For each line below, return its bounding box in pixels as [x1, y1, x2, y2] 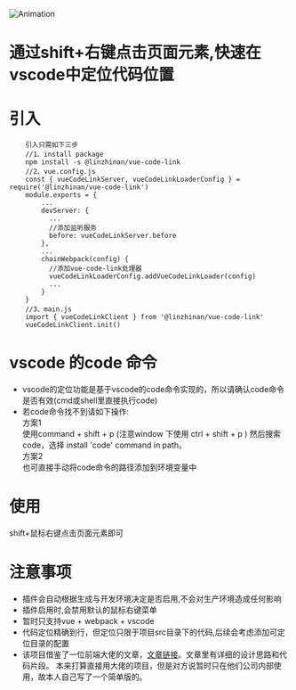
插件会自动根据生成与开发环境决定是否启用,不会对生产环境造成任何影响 [21, 593, 282, 604]
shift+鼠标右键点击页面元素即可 [9, 528, 124, 538]
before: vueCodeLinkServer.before [48, 232, 177, 241]
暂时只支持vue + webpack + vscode [21, 615, 155, 626]
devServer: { [41, 206, 90, 216]
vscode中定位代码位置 [9, 65, 175, 85]
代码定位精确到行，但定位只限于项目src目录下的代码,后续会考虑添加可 [21, 627, 278, 637]
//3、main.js [25, 305, 73, 314]
